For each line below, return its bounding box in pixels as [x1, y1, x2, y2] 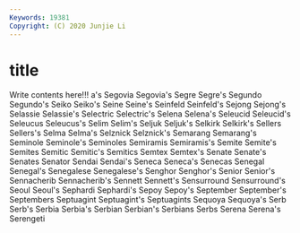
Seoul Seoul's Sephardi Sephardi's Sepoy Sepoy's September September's [9, 185, 287, 195]
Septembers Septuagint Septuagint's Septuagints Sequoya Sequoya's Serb [9, 194, 287, 205]
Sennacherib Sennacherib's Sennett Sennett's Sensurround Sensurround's [9, 176, 287, 186]
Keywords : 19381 [9, 13, 70, 22]
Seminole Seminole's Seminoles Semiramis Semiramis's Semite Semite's [9, 137, 278, 148]
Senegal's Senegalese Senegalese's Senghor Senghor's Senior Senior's [9, 166, 276, 177]
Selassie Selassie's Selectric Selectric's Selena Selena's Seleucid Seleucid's [9, 108, 291, 119]
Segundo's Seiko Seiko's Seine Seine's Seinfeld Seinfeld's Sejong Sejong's [9, 99, 287, 110]
